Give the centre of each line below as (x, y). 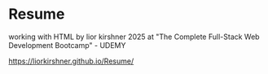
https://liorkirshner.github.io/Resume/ (71, 61)
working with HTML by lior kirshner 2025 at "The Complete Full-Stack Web (134, 37)
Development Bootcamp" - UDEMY (67, 45)
